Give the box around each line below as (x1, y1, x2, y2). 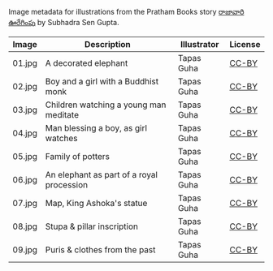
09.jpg (12, 244, 38, 255)
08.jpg (12, 221, 38, 232)
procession (45, 179, 88, 190)
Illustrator (180, 39, 219, 49)
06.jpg (12, 174, 38, 185)
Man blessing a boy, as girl (45, 123, 148, 133)
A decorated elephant (45, 58, 128, 68)
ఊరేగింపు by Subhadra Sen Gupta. (8, 18, 119, 27)
